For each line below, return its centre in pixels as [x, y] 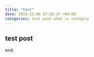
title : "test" [20, 9]
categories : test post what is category [47, 19]
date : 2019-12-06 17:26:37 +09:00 [41, 14]
